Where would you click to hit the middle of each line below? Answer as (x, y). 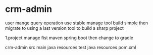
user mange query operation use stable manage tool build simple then (77, 23)
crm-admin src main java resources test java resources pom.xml (71, 47)
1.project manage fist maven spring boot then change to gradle (69, 38)
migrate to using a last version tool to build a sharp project (64, 28)
